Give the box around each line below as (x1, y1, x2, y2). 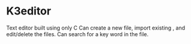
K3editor (6, 4, 51, 18)
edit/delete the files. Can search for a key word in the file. (6, 30, 149, 37)
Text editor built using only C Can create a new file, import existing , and (6, 24, 186, 31)
